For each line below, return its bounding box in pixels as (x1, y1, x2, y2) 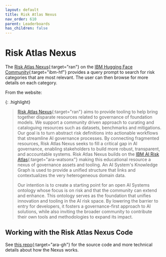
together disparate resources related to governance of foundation (17, 114, 153, 120)
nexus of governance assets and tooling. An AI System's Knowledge (17, 162, 158, 168)
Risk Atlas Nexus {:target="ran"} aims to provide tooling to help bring (17, 109, 158, 115)
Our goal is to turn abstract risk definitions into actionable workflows (17, 130, 159, 136)
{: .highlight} (5, 99, 31, 105)
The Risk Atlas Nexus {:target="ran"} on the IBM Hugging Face (5, 64, 133, 70)
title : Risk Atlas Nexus (5, 12, 57, 17)
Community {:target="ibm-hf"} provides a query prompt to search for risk (5, 69, 155, 75)
